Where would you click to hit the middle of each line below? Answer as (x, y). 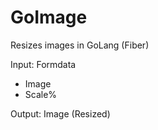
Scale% (41, 94)
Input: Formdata (43, 64)
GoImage (49, 17)
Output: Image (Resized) (60, 113)
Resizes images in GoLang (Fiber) (80, 45)
